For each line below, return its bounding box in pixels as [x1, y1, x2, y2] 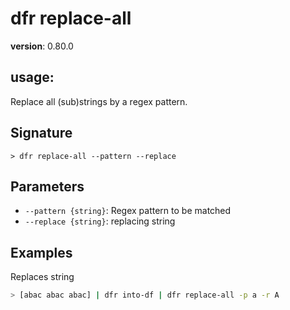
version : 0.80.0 [10, 40, 74, 52]
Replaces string [10, 271, 75, 283]
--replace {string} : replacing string [24, 215, 176, 227]
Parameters [10, 178, 85, 195]
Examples [10, 244, 73, 261]
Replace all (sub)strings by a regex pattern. [10, 95, 188, 107]
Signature [10, 125, 73, 142]
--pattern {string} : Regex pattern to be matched [24, 205, 232, 217]
